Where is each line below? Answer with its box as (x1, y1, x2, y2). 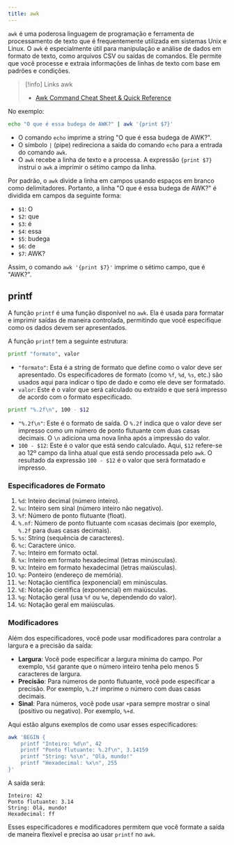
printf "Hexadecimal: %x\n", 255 (20, 760, 118, 767)
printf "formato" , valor (8, 350, 80, 358)
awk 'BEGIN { (8, 733, 46, 740)
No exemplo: (8, 107, 45, 115)
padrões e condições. (8, 66, 70, 75)
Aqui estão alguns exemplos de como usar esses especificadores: (8, 720, 198, 728)
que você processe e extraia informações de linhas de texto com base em (8, 59, 221, 67)
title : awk (8, 10, 40, 17)
